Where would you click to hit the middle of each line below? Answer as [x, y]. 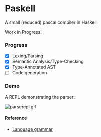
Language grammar [33, 129]
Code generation [30, 73]
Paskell [20, 9]
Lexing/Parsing [28, 56]
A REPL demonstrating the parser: [40, 97]
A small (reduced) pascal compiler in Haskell [51, 22]
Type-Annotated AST [34, 67]
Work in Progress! [24, 32]
